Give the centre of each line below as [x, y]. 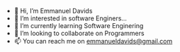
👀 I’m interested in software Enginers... [71, 18]
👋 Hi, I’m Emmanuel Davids [53, 11]
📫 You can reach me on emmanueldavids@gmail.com [93, 41]
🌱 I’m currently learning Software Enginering [79, 26]
